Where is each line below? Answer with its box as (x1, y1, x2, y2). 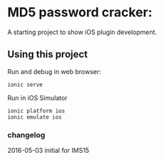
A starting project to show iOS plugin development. (7, 28, 158, 36)
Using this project (7, 48, 88, 60)
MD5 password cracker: (7, 4, 153, 21)
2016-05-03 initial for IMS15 (7, 146, 90, 155)
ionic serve (7, 81, 43, 88)
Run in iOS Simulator (7, 93, 68, 102)
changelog (7, 129, 46, 139)
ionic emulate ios (7, 113, 62, 121)
